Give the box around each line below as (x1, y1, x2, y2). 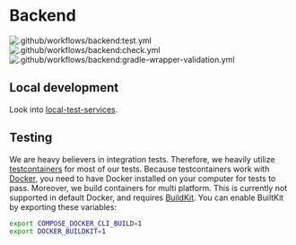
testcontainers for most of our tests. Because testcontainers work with (9, 163, 270, 174)
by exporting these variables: (9, 201, 118, 212)
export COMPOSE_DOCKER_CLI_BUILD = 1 (9, 219, 143, 228)
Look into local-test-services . (9, 104, 118, 115)
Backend (9, 5, 76, 26)
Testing (9, 130, 53, 145)
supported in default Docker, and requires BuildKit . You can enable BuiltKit (9, 192, 284, 203)
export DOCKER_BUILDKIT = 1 (9, 227, 106, 236)
